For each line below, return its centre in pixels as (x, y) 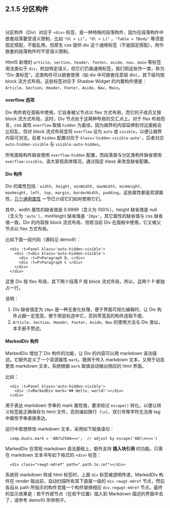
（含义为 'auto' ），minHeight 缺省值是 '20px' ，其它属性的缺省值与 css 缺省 (84, 216)
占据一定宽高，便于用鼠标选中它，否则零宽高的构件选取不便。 (81, 316)
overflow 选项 (20, 100)
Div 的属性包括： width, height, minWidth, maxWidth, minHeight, (74, 186)
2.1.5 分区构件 (27, 9)
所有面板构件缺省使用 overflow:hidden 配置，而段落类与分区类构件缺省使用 (84, 155)
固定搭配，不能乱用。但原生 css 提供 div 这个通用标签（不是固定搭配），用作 (84, 45)
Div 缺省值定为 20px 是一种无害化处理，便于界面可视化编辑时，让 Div (84, 310)
